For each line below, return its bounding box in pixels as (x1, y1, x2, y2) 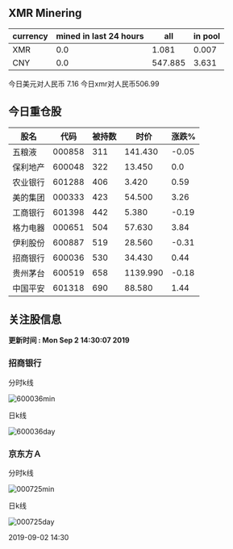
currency (12, 30, 48, 41)
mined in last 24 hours (56, 30, 144, 41)
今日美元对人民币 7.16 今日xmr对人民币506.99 (8, 78, 160, 88)
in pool (193, 30, 220, 41)
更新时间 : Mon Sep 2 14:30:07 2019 (8, 335, 131, 346)
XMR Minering (8, 6, 82, 20)
